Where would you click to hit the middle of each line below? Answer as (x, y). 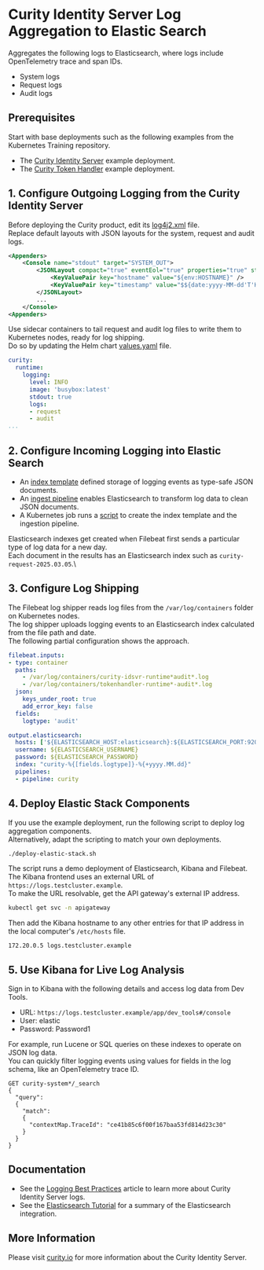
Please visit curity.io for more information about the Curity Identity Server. (128, 1257)
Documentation (47, 1170)
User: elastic (40, 1021)
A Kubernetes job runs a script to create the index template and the (128, 515)
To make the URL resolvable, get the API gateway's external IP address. (124, 894)
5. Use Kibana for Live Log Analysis (96, 969)
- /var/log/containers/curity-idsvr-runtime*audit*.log (116, 677)
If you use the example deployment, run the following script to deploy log (126, 822)
